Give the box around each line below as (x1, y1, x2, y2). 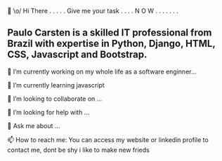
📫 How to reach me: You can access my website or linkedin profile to (7, 135, 209, 143)
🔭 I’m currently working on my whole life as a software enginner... (7, 67, 197, 76)
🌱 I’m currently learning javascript (7, 80, 105, 89)
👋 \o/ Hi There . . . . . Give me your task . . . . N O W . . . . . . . (7, 7, 179, 15)
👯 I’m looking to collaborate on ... (7, 94, 103, 103)
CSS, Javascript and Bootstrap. (7, 49, 148, 61)
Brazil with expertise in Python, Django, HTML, (7, 38, 216, 50)
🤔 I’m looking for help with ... (7, 108, 90, 116)
